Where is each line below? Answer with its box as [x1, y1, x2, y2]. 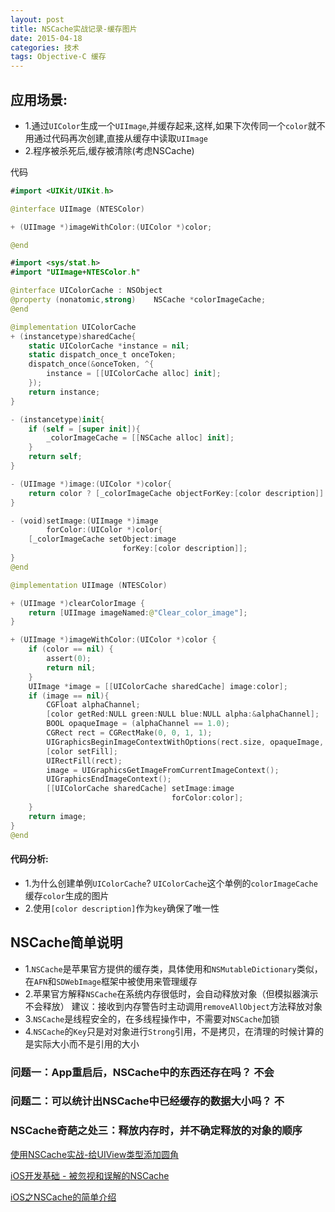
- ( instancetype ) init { [10, 414, 105, 425]
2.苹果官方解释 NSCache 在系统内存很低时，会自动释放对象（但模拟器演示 [24, 987, 319, 1000]
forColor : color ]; [171, 793, 244, 803]
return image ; [28, 811, 87, 821]
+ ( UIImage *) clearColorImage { [10, 598, 145, 608]
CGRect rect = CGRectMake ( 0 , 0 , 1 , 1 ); [46, 728, 213, 738]
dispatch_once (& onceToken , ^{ [28, 359, 155, 370]
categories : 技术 [10, 42, 80, 53]
